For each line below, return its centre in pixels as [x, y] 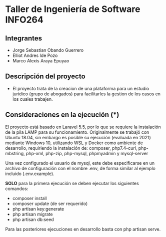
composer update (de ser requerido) [50, 204]
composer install [29, 198]
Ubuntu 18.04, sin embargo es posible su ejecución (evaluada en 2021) [78, 137]
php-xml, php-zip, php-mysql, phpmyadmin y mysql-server [87, 153]
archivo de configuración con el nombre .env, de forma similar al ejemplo [80, 168]
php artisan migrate [32, 214]
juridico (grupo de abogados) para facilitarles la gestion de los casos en [86, 94]
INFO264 [24, 20]
